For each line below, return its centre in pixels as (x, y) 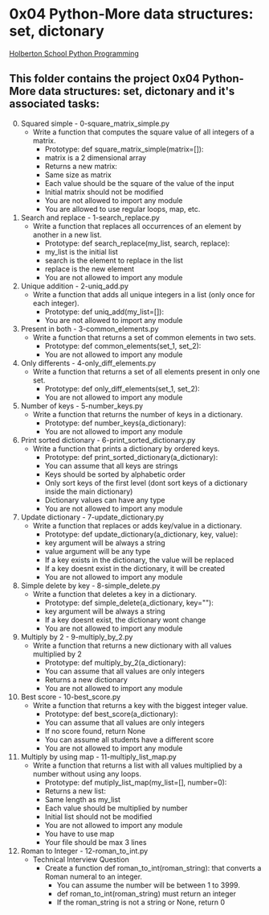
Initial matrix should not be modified (104, 192)
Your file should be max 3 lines (96, 842)
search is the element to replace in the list (114, 260)
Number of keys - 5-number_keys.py (82, 406)
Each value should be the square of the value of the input (139, 183)
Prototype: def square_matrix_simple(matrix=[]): (124, 149)
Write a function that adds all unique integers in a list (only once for (144, 294)
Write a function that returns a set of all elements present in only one (146, 371)
